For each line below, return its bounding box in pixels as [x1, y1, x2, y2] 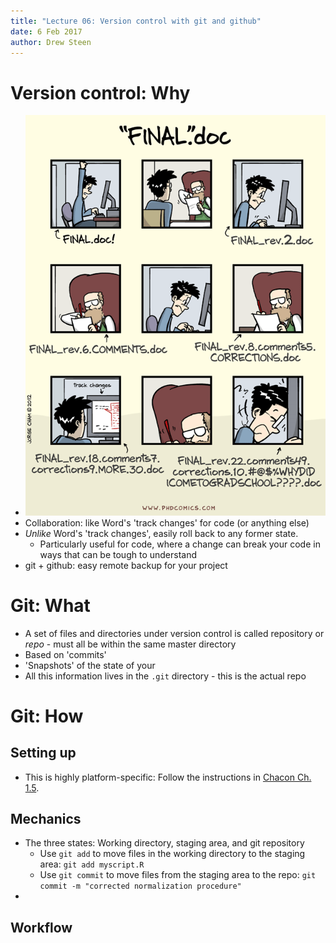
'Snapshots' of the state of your [24, 659, 156, 671]
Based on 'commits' [24, 648, 107, 660]
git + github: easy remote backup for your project [24, 559, 228, 571]
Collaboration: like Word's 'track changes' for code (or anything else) [24, 516, 310, 529]
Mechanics [10, 810, 82, 827]
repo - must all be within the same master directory [24, 638, 237, 650]
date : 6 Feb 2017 [10, 26, 83, 37]
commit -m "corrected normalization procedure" [39, 881, 242, 892]
